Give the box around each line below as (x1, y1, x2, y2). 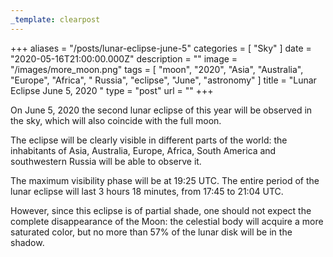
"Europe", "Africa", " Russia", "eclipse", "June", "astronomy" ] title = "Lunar (10, 74, 317, 86)
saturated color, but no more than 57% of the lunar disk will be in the (10, 226, 293, 238)
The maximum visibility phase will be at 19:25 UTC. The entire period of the (10, 174, 320, 186)
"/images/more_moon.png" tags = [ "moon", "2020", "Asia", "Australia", (10, 63, 304, 75)
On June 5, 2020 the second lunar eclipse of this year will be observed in (10, 104, 313, 116)
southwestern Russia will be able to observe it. (10, 155, 202, 167)
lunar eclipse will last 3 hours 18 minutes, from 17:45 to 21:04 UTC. (10, 185, 284, 197)
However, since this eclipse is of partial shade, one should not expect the (10, 204, 312, 216)
